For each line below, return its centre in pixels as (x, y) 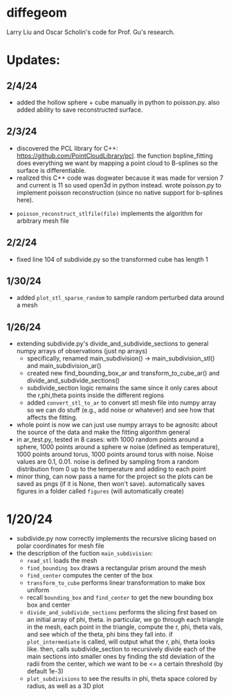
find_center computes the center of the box (90, 576)
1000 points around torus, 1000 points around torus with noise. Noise (115, 454)
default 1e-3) (45, 671)
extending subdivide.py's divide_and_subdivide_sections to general (112, 344)
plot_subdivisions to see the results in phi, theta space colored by (122, 679)
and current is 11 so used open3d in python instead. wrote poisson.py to (119, 185)
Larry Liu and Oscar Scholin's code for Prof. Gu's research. (91, 32)
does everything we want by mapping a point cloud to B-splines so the (117, 163)
